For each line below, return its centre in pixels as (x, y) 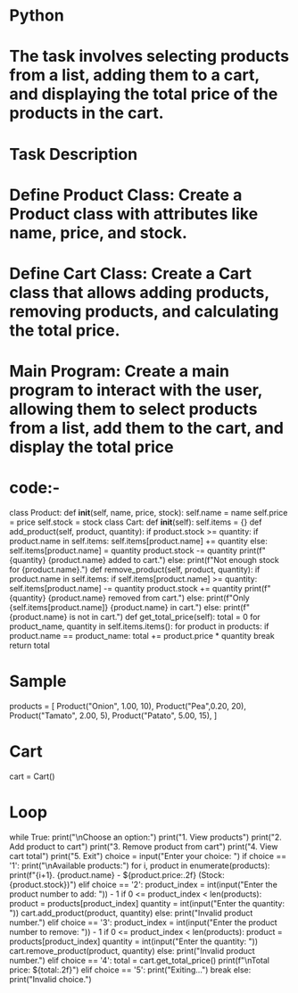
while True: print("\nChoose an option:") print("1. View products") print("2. (146, 837)
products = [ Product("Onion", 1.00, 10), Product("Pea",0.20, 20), (128, 706)
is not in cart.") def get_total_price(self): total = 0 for (165, 617)
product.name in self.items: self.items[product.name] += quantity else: (138, 542)
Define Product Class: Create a (126, 195)
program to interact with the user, (136, 390)
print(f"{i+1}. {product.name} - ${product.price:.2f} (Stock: (117, 874)
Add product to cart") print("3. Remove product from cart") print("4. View (144, 846)
